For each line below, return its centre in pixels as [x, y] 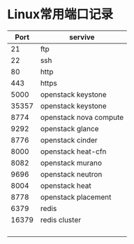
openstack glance [69, 128]
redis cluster [61, 219]
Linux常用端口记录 [60, 14]
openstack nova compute [82, 117]
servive [82, 37]
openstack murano [71, 163]
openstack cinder [69, 140]
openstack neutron [71, 174]
